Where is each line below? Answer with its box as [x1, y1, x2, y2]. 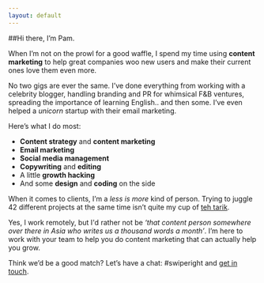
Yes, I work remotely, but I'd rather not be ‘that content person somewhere [8, 217, 251, 227]
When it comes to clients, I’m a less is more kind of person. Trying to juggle [8, 194, 253, 203]
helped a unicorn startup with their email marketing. [8, 106, 177, 115]
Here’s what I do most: [8, 121, 81, 130]
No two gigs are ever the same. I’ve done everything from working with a [8, 81, 246, 90]
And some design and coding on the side [19, 179, 156, 188]
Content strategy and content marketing [19, 136, 156, 146]
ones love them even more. [8, 65, 97, 75]
